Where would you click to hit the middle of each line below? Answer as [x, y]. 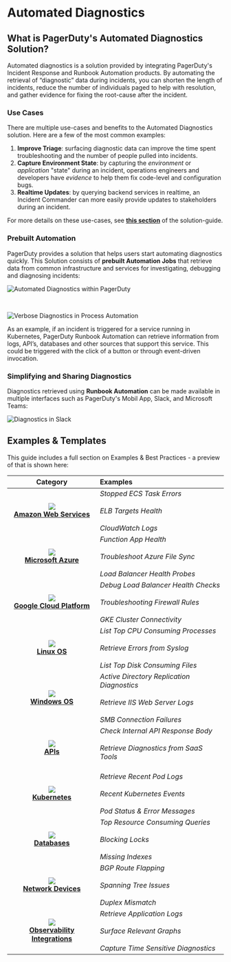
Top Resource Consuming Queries [155, 822]
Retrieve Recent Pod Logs [141, 776]
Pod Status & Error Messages [147, 811]
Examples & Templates [57, 441]
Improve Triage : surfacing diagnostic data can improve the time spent [117, 148]
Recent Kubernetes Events [142, 794]
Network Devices [52, 888]
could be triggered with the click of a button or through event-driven [104, 351]
